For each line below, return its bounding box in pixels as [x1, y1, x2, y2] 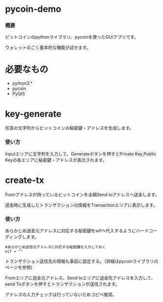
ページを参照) [5, 264, 33, 270]
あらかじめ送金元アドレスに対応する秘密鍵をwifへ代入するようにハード [5, 227, 149, 233]
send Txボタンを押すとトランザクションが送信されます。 [5, 281, 120, 287]
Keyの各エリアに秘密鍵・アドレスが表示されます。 [5, 157, 107, 163]
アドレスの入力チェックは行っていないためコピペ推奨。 [5, 291, 117, 297]
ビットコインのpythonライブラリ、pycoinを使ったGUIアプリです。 [5, 34, 139, 40]
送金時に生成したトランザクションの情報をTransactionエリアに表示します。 [5, 202, 158, 208]
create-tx [5, 174, 44, 186]
